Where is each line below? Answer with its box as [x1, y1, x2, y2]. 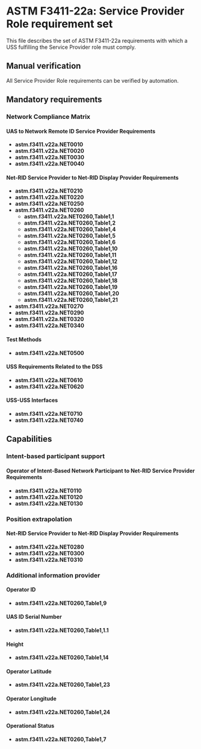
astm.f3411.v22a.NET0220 [14, 194, 84, 201]
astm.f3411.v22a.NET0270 [14, 303, 84, 310]
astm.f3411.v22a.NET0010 [14, 141, 83, 148]
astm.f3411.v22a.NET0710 [14, 410, 83, 418]
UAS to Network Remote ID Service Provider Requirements [6, 127, 156, 135]
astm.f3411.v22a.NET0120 [14, 493, 83, 500]
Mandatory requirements [6, 95, 102, 105]
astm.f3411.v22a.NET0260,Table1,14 [14, 654, 109, 661]
